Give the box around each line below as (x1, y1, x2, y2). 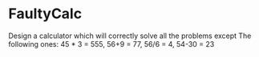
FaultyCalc (8, 5, 83, 23)
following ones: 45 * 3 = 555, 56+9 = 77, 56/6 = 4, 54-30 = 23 (8, 39, 215, 48)
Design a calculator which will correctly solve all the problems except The (8, 31, 252, 40)
